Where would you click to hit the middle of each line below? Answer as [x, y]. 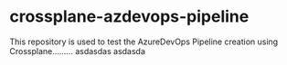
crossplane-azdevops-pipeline [129, 17]
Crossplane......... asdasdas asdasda [78, 51]
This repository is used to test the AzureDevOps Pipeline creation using [144, 42]
